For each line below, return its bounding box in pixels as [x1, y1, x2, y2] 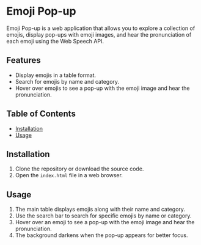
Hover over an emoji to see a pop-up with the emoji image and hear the [15, 219, 195, 226]
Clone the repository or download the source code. [15, 165, 144, 172]
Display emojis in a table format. [15, 71, 97, 79]
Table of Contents [6, 109, 76, 119]
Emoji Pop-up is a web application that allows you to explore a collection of [6, 24, 196, 32]
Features [6, 55, 41, 65]
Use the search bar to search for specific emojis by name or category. [15, 212, 192, 219]
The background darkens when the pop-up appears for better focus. [15, 232, 188, 239]
